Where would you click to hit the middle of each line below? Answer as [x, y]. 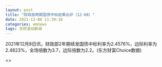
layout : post [19, 10]
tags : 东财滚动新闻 [24, 29]
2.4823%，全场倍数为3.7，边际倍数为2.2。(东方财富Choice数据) [74, 50]
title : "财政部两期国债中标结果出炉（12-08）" [50, 15]
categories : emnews [26, 24]
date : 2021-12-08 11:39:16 [34, 19]
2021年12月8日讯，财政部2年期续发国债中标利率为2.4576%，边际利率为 [81, 44]
